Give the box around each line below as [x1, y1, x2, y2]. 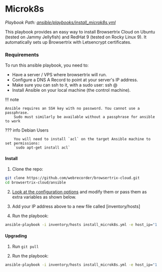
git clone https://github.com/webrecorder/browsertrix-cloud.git [5, 176, 140, 181]
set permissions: [5, 141, 40, 146]
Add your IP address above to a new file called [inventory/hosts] [12, 204, 141, 209]
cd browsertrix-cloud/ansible [5, 180, 66, 185]
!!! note [5, 97, 19, 102]
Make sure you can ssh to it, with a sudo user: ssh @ [12, 82, 118, 88]
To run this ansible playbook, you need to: [5, 62, 89, 68]
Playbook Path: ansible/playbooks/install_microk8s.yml [5, 19, 116, 25]
